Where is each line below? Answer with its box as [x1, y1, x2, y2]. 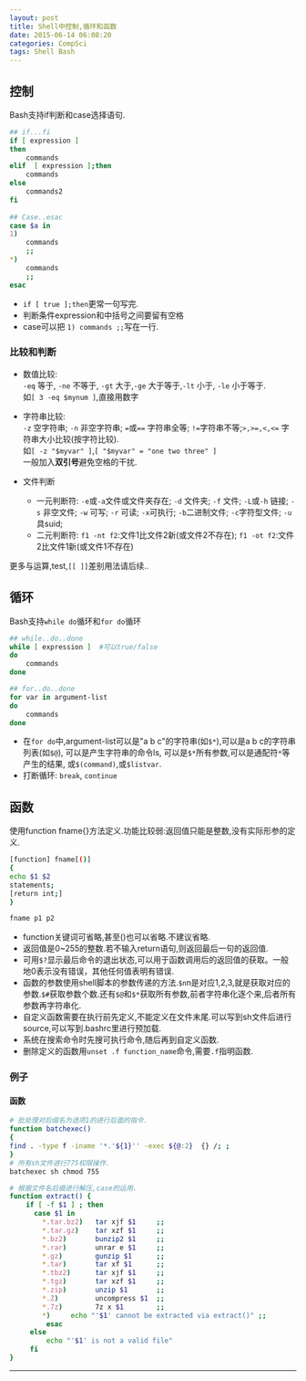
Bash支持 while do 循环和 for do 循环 [9, 616, 141, 627]
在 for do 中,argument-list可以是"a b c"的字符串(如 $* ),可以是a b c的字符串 [22, 736, 296, 747]
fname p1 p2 [9, 914, 55, 923]
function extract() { [9, 1192, 92, 1201]
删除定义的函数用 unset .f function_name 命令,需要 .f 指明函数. [22, 1046, 253, 1057]
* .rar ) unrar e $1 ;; [42, 1243, 166, 1252]
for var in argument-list [9, 692, 107, 701]
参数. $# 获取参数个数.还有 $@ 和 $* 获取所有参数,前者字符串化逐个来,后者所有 [22, 988, 296, 1000]
